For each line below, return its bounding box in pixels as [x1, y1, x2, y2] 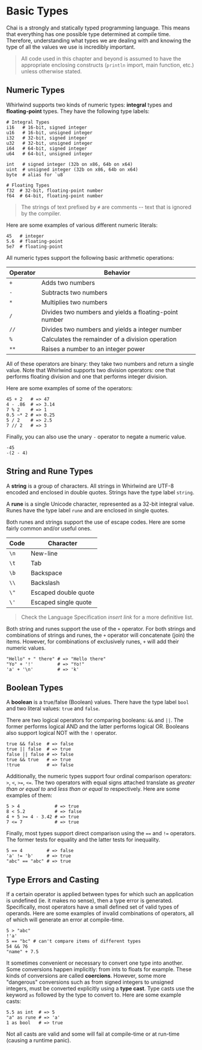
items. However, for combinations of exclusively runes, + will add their [6, 637, 179, 645]
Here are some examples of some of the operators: [6, 384, 133, 391]
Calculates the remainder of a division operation [41, 335, 177, 343]
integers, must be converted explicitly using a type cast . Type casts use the [6, 985, 194, 992]
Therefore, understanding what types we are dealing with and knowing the [6, 37, 191, 44]
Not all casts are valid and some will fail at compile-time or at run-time [6, 1030, 180, 1038]
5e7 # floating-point [6, 244, 63, 250]
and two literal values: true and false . [6, 705, 100, 712]
